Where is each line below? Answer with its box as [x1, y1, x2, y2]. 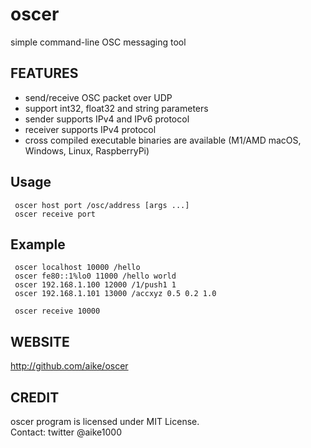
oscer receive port [14, 209, 97, 219]
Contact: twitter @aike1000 [10, 426, 123, 438]
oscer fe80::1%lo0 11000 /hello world [14, 271, 177, 282]
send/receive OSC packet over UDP [24, 91, 173, 103]
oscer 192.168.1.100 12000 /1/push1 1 [14, 280, 177, 290]
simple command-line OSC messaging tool [10, 36, 187, 48]
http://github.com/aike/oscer [10, 360, 129, 372]
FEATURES [10, 65, 79, 82]
